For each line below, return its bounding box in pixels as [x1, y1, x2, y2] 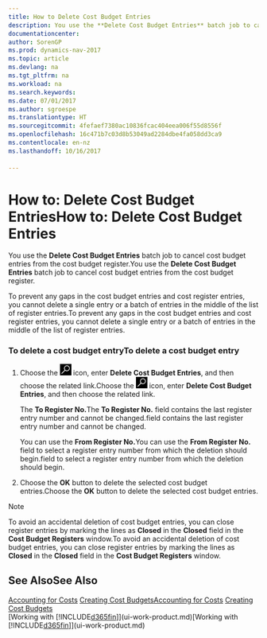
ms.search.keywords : [8, 88, 77, 96]
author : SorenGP [8, 38, 62, 46]
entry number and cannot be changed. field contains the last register [19, 413, 244, 422]
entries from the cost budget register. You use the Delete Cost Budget [8, 259, 237, 269]
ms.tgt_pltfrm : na [8, 72, 69, 80]
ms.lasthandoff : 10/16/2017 [8, 147, 102, 155]
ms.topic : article [8, 55, 69, 63]
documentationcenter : [8, 29, 80, 37]
